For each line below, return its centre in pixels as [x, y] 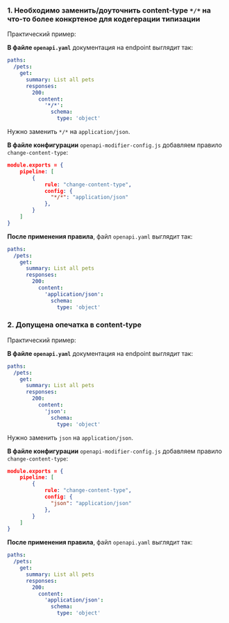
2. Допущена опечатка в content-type [75, 325]
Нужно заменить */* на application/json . [69, 132]
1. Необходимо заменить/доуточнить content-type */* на [109, 10]
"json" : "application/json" [91, 503]
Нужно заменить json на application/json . [70, 437]
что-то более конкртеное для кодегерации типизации [104, 19]
